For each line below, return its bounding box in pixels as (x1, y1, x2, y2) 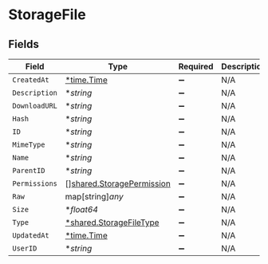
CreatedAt (12, 76, 49, 85)
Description (12, 89, 58, 97)
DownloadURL (12, 101, 58, 110)
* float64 (65, 204, 98, 215)
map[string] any (65, 191, 124, 202)
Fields (8, 37, 40, 51)
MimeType (12, 140, 45, 149)
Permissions (12, 179, 58, 188)
